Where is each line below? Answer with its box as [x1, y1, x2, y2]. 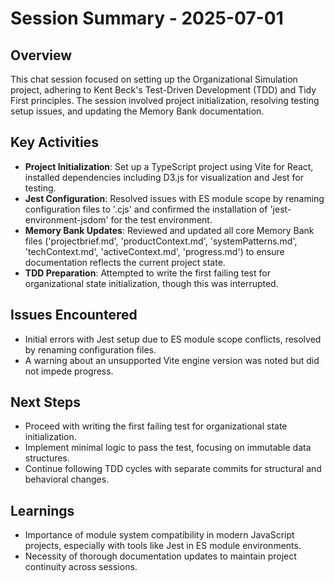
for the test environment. [110, 213, 213, 226]
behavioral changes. [24, 473, 110, 486]
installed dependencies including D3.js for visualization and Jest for [24, 171, 304, 183]
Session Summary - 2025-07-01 [10, 7, 284, 30]
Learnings [10, 502, 75, 519]
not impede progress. [24, 365, 114, 377]
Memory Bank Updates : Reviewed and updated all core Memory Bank [24, 224, 315, 236]
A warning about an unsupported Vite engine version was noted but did [24, 354, 320, 366]
